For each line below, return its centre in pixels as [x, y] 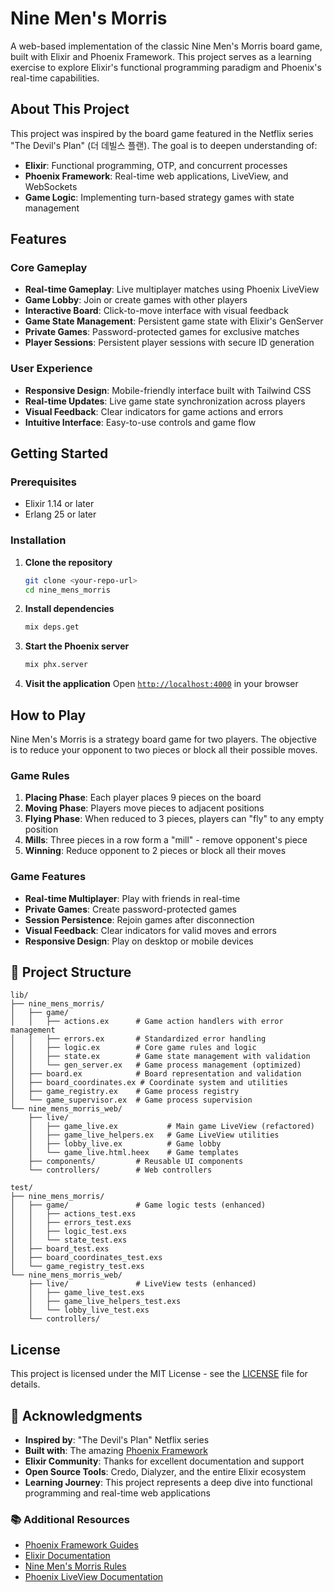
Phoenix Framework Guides [81, 1545]
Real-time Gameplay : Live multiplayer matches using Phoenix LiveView [172, 289]
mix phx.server [56, 665]
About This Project [70, 109]
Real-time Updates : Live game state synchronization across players [165, 401]
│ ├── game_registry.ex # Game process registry [125, 1092]
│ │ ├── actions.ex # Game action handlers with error [147, 1022]
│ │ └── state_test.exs [69, 1240]
